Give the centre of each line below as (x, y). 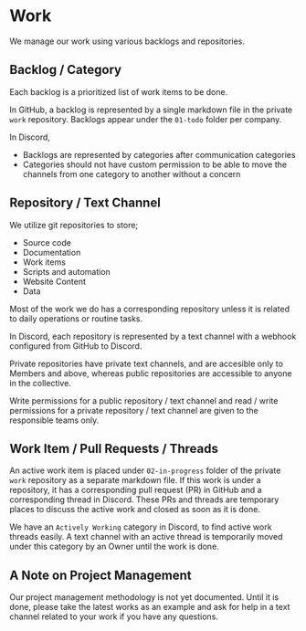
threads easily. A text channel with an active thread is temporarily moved (146, 537)
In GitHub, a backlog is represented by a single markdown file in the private (151, 110)
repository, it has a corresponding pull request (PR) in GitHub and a (136, 490)
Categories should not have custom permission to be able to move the (155, 164)
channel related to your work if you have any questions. (114, 616)
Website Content (54, 281)
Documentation (52, 252)
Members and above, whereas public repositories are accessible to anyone (151, 373)
